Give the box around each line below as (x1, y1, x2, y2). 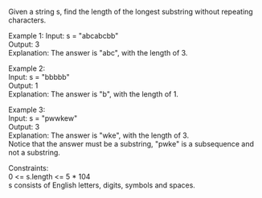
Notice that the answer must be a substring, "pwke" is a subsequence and (8, 139, 255, 148)
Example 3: (8, 105, 46, 114)
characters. (8, 15, 47, 25)
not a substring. (8, 148, 60, 157)
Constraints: (8, 163, 49, 172)
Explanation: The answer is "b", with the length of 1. (8, 89, 179, 99)
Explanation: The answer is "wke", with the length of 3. (8, 130, 190, 140)
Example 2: (8, 64, 46, 73)
